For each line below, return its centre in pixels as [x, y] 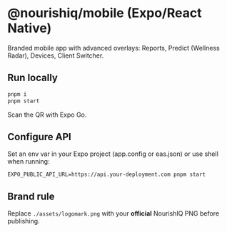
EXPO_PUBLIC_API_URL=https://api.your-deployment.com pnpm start [106, 175]
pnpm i [17, 94]
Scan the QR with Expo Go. [47, 115]
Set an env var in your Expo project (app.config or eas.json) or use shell [113, 154]
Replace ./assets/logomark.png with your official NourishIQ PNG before [113, 213]
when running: [29, 162]
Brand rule [31, 196]
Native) [30, 28]
